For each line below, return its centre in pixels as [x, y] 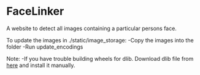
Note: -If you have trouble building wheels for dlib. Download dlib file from [100, 58]
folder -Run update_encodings [45, 47]
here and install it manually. [41, 65]
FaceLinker [35, 11]
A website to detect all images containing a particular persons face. [91, 28]
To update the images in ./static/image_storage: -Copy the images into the [100, 40]
